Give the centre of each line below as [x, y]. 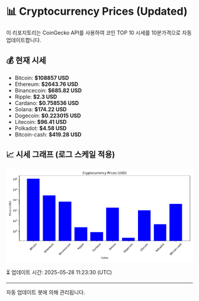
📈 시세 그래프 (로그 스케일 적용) [61, 155]
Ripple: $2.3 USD [36, 97]
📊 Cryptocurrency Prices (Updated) [97, 12]
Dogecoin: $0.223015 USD [48, 116]
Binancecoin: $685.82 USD [48, 90]
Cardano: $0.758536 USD [47, 103]
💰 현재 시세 [26, 61]
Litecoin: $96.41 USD [41, 121]
